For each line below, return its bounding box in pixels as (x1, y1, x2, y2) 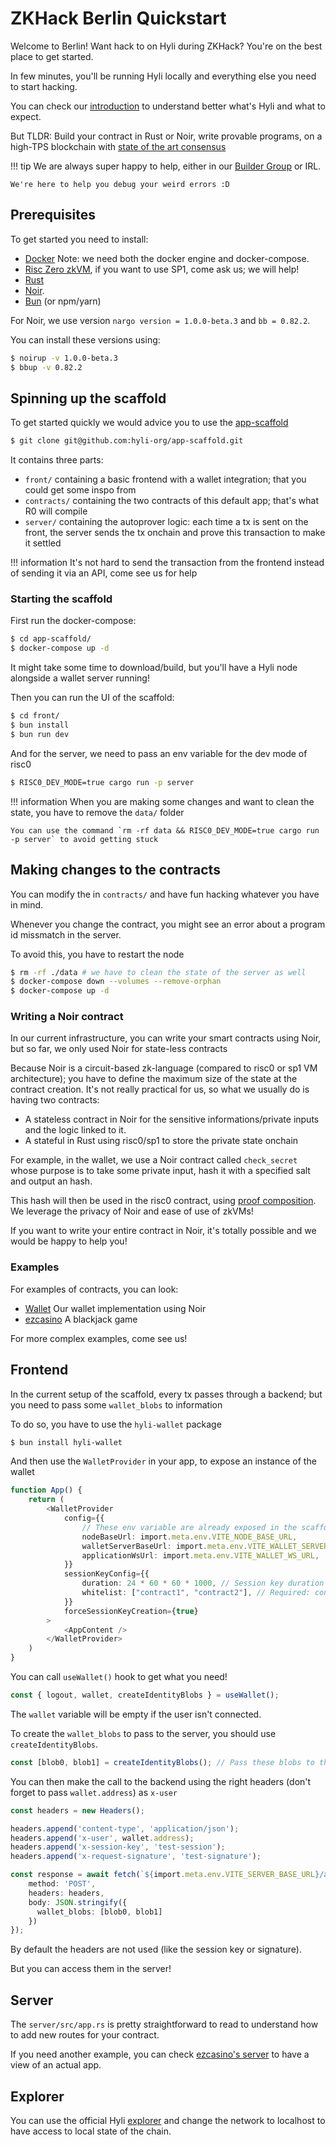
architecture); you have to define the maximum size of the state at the (10, 1073, 298, 1085)
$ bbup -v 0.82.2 (10, 362, 83, 372)
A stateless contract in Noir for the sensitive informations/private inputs (24, 1113, 320, 1126)
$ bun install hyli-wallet (10, 1437, 123, 1447)
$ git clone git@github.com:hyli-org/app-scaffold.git (10, 436, 244, 446)
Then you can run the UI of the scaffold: (10, 692, 175, 704)
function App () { (10, 1485, 83, 1496)
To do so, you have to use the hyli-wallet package (10, 1418, 222, 1430)
